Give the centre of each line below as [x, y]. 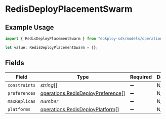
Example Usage [30, 27]
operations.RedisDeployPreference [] [83, 93]
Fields [15, 63]
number [49, 101]
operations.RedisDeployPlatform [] [80, 109]
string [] [49, 85]
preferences [22, 93]
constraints [22, 85]
